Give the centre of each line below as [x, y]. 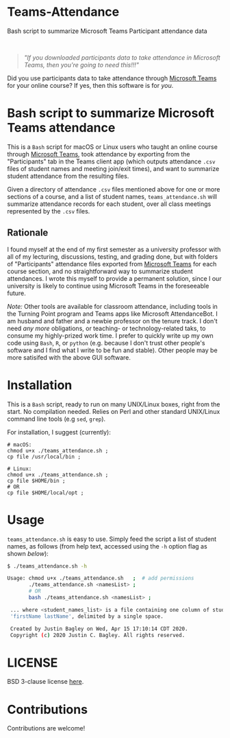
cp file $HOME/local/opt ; [46, 493]
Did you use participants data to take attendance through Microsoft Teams [112, 78]
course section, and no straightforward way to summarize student [100, 271]
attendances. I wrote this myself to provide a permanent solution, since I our [114, 278]
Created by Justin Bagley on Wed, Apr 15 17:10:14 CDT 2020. [99, 629]
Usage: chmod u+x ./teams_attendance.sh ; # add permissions [101, 578]
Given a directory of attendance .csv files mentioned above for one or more [114, 189]
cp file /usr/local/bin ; [44, 457]
